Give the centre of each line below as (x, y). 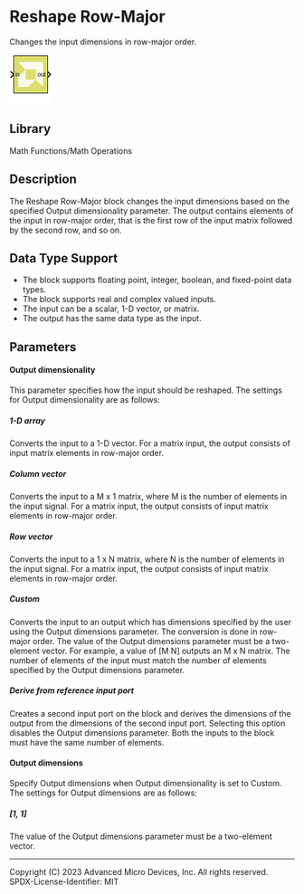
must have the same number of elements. (87, 742)
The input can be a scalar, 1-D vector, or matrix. (111, 309)
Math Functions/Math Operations (71, 150)
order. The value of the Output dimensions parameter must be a (152, 641)
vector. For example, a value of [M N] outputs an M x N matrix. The (166, 651)
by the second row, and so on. (66, 230)
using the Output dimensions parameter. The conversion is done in (133, 632)
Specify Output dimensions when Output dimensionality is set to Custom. (146, 784)
